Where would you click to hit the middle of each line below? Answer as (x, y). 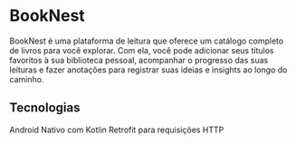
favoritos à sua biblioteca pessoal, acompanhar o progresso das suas (139, 60)
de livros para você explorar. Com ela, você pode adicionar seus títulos (142, 50)
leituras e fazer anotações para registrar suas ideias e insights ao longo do (148, 70)
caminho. (27, 79)
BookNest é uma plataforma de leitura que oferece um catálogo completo (147, 41)
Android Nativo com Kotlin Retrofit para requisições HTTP (117, 130)
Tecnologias (45, 108)
